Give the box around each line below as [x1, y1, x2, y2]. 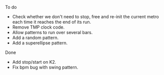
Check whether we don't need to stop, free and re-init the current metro [12, 14, 159, 19]
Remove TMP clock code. [12, 24, 65, 30]
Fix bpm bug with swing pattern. [12, 64, 78, 70]
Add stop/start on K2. [12, 59, 56, 65]
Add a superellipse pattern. [12, 40, 68, 46]
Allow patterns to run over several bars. [12, 30, 93, 35]
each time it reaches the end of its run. [12, 19, 91, 25]
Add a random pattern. [12, 35, 59, 40]
